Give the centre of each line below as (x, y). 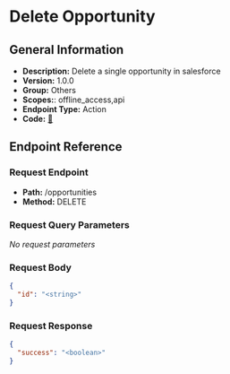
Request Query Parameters (69, 224)
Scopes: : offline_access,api (73, 100)
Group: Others (49, 90)
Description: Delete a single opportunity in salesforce (121, 71)
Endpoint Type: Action (64, 109)
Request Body (40, 267)
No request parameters (52, 244)
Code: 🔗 (38, 119)
